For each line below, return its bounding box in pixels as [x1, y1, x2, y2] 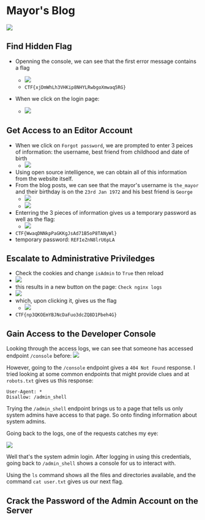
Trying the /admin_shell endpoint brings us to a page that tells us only [6, 405, 184, 412]
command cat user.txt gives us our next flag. [6, 478, 124, 485]
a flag [15, 64, 30, 71]
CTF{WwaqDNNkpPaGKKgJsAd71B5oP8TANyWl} [15, 230, 117, 236]
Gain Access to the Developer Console [6, 329, 156, 339]
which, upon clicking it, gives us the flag [15, 297, 117, 305]
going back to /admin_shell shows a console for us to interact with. [6, 459, 176, 467]
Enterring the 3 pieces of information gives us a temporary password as [15, 209, 197, 216]
